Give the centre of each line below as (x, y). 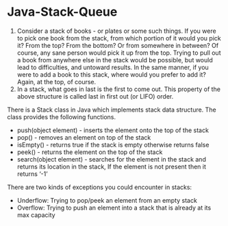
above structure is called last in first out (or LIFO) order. (95, 96)
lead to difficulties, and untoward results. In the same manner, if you (113, 67)
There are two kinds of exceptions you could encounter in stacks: (100, 187)
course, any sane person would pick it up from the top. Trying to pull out (119, 53)
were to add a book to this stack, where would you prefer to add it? (112, 74)
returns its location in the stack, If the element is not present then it (112, 166)
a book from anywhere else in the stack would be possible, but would (115, 60)
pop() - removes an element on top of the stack (84, 137)
